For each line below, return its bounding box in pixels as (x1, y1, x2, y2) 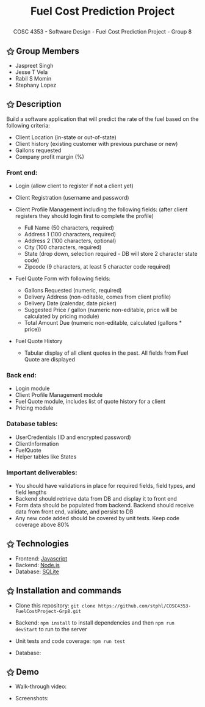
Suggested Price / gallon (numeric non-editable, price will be (24, 306, 178, 314)
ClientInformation (15, 440, 59, 447)
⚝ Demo (6, 667, 40, 677)
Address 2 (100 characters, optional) (24, 237, 117, 245)
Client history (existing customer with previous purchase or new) (15, 140, 178, 147)
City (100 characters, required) (24, 244, 102, 251)
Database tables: (6, 419, 58, 428)
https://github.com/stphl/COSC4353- (98, 603, 191, 609)
